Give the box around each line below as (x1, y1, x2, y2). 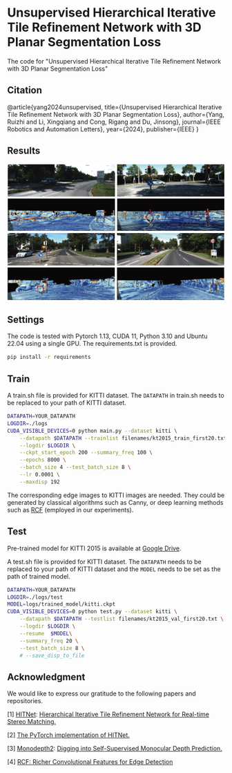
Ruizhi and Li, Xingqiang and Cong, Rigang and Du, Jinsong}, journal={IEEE (7, 118, 221, 126)
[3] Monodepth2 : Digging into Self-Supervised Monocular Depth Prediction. (7, 745, 222, 753)
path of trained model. (7, 572, 70, 580)
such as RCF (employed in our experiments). (7, 505, 134, 514)
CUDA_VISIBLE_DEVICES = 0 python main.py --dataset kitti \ (7, 427, 177, 434)
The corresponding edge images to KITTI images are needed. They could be (7, 491, 225, 499)
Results (7, 145, 41, 157)
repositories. (7, 697, 43, 705)
